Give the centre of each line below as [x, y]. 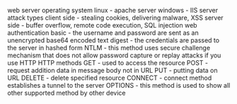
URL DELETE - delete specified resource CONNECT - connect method [110, 78]
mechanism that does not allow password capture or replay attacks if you [114, 55]
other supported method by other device [67, 93]
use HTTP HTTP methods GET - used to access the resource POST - [108, 63]
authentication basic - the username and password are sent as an [103, 33]
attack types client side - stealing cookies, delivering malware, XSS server [116, 18]
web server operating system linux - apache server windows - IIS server [112, 10]
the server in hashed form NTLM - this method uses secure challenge [109, 48]
